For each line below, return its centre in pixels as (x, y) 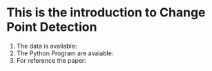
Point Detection (52, 27)
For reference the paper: (51, 60)
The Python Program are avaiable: (65, 53)
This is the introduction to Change (106, 13)
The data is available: (47, 46)
